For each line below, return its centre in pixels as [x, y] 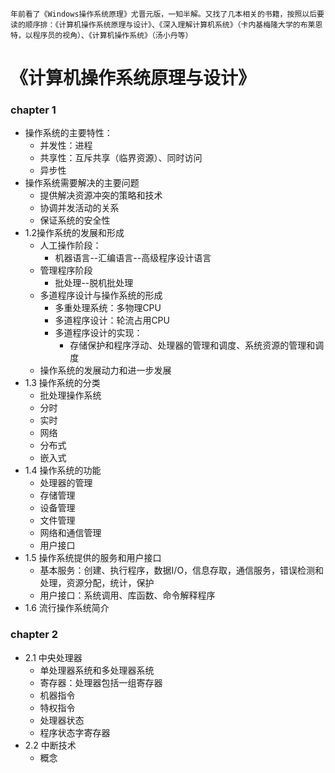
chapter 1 [33, 110]
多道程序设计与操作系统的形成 [101, 295]
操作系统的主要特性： [68, 133]
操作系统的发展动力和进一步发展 [105, 370]
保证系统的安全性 [75, 220]
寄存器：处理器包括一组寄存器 [101, 682]
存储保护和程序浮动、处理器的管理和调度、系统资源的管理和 [192, 345]
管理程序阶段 [66, 270]
